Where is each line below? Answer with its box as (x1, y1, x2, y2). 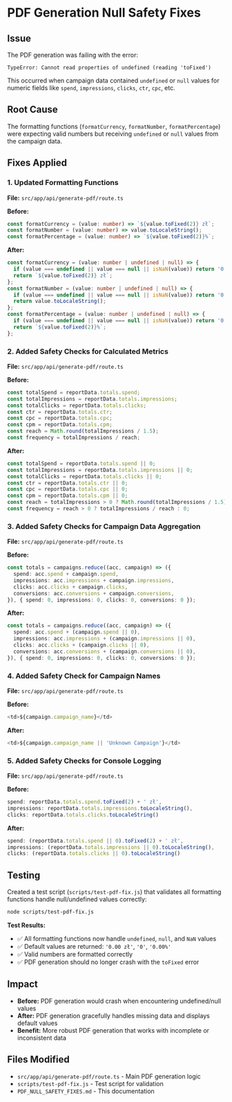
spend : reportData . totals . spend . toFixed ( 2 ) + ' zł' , (7, 798, 162, 805)
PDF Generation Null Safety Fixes (7, 5, 202, 21)
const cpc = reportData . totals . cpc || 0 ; (7, 486, 128, 493)
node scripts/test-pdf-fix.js (7, 909, 95, 916)
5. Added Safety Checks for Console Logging (7, 755, 162, 765)
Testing (7, 869, 41, 881)
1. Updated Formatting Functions (7, 178, 119, 188)
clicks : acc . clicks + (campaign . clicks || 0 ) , (13, 642, 150, 649)
